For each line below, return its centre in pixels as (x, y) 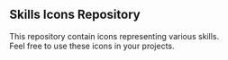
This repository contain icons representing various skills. (114, 36)
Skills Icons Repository (75, 15)
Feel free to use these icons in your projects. (92, 46)
